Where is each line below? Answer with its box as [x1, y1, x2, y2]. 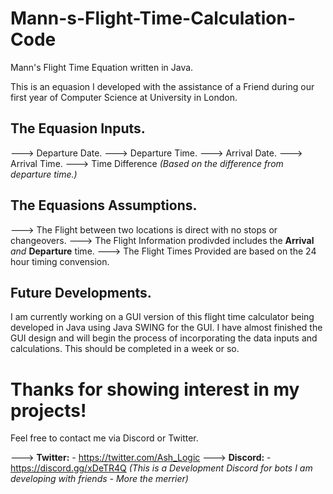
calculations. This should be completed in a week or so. [10, 343, 240, 355]
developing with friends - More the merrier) [10, 473, 189, 485]
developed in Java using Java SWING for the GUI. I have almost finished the [10, 322, 323, 334]
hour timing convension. [10, 255, 110, 267]
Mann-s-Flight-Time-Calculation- [10, 7, 297, 30]
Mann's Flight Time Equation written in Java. [10, 61, 194, 73]
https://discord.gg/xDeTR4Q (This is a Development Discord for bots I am [10, 462, 313, 474]
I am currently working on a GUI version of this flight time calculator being [10, 311, 315, 323]
